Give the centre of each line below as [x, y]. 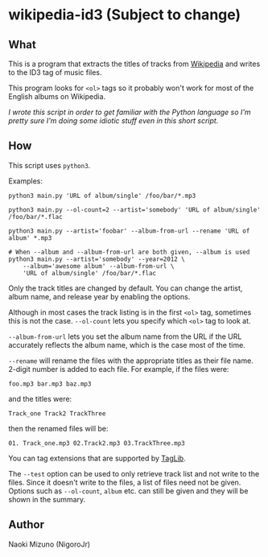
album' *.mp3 [30, 238]
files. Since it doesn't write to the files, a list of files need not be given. [125, 482]
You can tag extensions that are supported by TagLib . [97, 458]
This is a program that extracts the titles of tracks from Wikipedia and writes [134, 64]
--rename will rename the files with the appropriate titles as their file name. [131, 361]
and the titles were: [40, 398]
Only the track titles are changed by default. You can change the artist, [126, 288]
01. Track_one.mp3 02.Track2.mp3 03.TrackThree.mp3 [97, 443]
